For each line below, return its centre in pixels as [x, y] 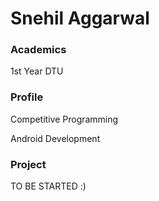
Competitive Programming [64, 119]
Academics [38, 50]
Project [28, 164]
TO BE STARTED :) [48, 186]
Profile [27, 97]
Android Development [55, 138]
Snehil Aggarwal [80, 18]
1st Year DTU [37, 71]
